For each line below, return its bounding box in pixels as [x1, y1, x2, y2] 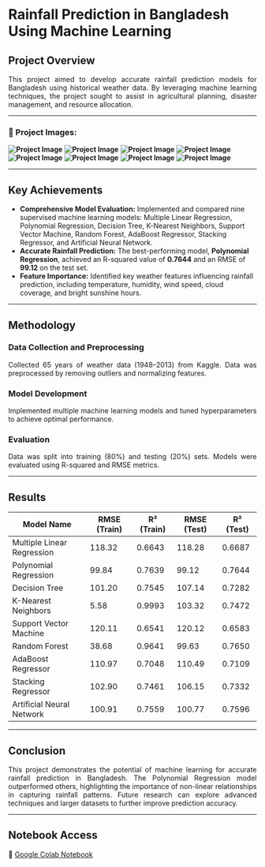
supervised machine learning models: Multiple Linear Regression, [19, 213, 233, 222]
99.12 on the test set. [19, 263, 89, 273]
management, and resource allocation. [8, 100, 133, 109]
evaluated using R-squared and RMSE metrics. [8, 460, 160, 470]
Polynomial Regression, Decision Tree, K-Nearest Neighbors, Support [19, 221, 245, 230]
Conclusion [8, 744, 66, 757]
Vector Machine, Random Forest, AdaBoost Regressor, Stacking [19, 230, 227, 239]
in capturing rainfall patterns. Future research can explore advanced [8, 790, 257, 800]
